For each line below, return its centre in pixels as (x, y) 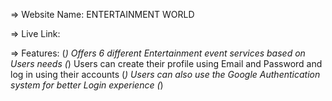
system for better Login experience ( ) (87, 85)
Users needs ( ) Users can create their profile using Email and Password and (166, 63)
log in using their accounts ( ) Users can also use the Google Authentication (165, 74)
